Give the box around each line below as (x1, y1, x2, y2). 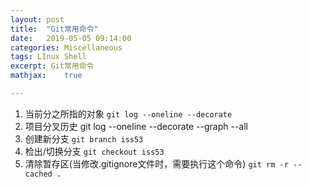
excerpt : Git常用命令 (10, 61, 95, 71)
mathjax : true (10, 71, 83, 81)
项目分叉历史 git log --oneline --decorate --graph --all (24, 120, 248, 132)
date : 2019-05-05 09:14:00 (10, 33, 132, 43)
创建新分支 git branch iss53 (24, 132, 144, 145)
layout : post (10, 14, 65, 25)
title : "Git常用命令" (10, 24, 99, 34)
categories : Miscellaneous (10, 42, 123, 53)
